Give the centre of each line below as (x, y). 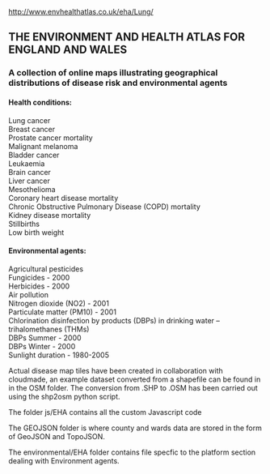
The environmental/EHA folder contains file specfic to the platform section (132, 452)
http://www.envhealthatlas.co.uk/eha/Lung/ (81, 12)
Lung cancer (30, 120)
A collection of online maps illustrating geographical (113, 73)
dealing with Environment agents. (64, 460)
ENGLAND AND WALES (68, 50)
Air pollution (28, 294)
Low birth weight (36, 232)
